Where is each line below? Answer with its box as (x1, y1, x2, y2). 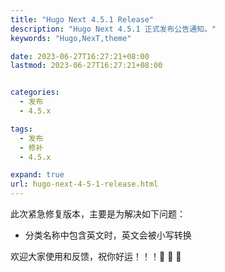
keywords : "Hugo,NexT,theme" (10, 33, 132, 43)
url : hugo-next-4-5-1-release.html (10, 179, 159, 190)
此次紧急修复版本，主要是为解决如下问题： (10, 208, 186, 220)
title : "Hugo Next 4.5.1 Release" (10, 14, 155, 25)
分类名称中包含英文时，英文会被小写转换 (24, 229, 192, 241)
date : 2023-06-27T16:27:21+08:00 (10, 51, 150, 61)
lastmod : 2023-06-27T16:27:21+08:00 (10, 61, 163, 71)
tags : (10, 124, 33, 134)
